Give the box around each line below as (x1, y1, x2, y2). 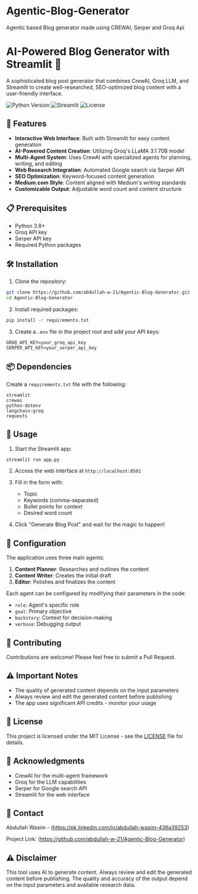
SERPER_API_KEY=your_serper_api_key (6, 345, 97, 351)
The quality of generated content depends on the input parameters (14, 686, 179, 694)
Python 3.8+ (14, 222, 46, 229)
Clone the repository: (14, 278, 67, 285)
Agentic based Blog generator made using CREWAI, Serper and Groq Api (6, 24, 184, 31)
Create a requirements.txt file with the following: (6, 381, 127, 388)
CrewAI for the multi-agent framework (14, 772, 108, 779)
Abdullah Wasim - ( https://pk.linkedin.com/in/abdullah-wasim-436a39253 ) (6, 824, 190, 831)
